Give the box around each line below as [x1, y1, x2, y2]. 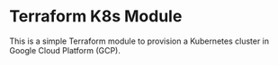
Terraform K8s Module [9, 6, 183, 27]
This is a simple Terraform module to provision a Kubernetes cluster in [9, 36, 270, 46]
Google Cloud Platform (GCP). [9, 45, 121, 55]
